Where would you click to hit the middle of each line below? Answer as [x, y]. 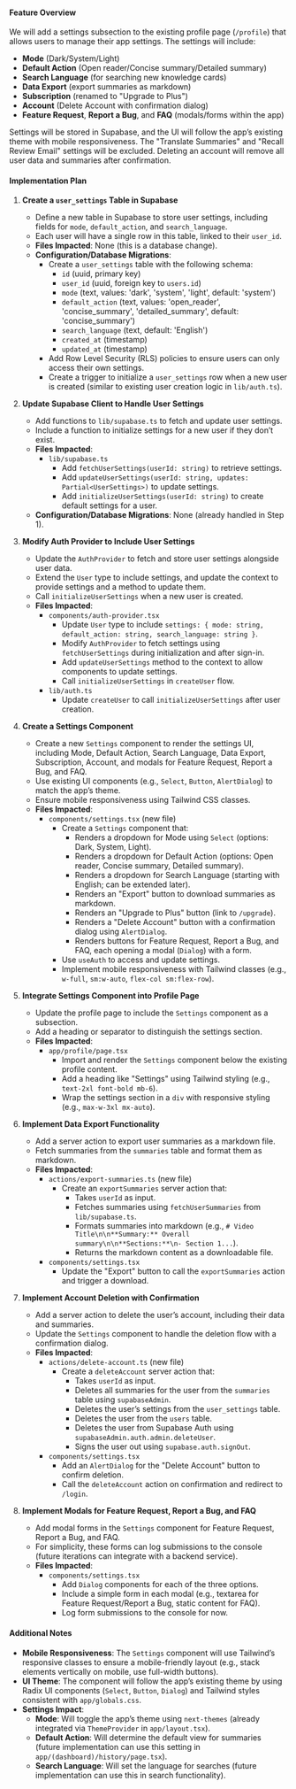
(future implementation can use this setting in [118, 1747]
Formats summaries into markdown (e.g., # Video [164, 1226]
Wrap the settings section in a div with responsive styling [166, 1098]
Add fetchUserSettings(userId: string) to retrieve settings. [172, 468]
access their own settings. [96, 368]
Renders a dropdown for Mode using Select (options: [172, 837]
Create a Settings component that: [125, 829]
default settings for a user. [109, 505]
